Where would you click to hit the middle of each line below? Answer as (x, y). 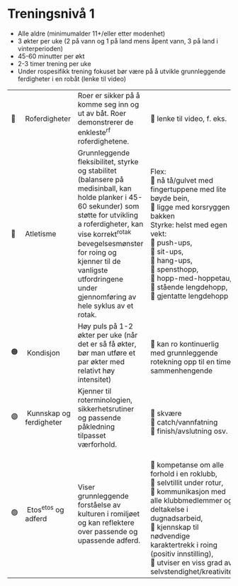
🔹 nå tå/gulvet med (182, 180)
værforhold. (97, 444)
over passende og (108, 531)
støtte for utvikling (108, 215)
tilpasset (92, 435)
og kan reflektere (106, 523)
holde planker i (102, 198)
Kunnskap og (49, 413)
